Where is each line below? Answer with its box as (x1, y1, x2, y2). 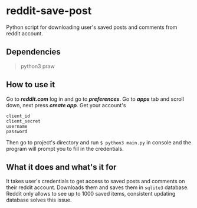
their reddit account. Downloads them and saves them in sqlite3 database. (6, 184, 189, 191)
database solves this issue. (6, 196, 72, 204)
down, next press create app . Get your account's (6, 101, 126, 108)
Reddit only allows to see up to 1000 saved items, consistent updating (6, 190, 176, 197)
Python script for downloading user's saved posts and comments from (6, 24, 178, 31)
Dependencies (6, 47, 61, 57)
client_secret (6, 118, 41, 124)
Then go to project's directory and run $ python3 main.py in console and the (6, 138, 192, 146)
